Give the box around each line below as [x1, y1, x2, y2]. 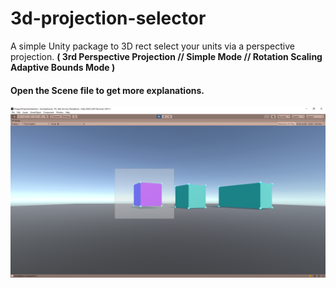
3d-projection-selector [10, 7, 207, 30]
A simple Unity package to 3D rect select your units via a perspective [10, 40, 295, 52]
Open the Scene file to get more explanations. [10, 84, 205, 96]
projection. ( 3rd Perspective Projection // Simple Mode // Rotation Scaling [10, 50, 323, 62]
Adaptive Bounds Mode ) [10, 61, 116, 73]
